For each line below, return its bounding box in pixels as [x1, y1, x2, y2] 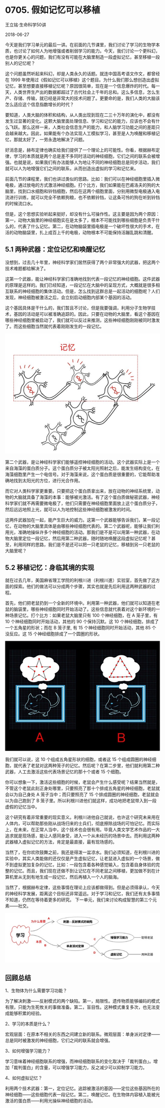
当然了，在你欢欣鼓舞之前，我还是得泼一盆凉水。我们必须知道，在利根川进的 [5, 849, 160, 855]
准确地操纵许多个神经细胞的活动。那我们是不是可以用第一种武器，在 [18, 529, 156, 535]
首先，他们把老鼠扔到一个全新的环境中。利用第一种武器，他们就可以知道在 [5, 600, 156, 606]
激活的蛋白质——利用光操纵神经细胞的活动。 [5, 1098, 96, 1104]
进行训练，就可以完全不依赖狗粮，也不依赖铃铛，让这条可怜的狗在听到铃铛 [9, 194, 160, 200]
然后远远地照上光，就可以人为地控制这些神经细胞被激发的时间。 [5, 506, 134, 512]
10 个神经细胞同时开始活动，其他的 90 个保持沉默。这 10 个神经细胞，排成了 [5, 619, 159, 624]
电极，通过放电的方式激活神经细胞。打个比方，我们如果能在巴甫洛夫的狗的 [5, 182, 156, 188]
